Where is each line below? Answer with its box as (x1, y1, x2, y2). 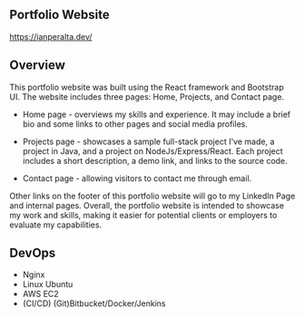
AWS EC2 (22, 289, 59, 300)
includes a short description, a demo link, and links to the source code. (22, 155, 288, 166)
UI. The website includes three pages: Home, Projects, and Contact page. (9, 91, 284, 102)
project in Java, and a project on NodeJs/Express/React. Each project (22, 145, 283, 157)
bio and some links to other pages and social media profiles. (22, 118, 248, 130)
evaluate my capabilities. (9, 219, 103, 230)
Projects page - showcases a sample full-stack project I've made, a (22, 136, 275, 147)
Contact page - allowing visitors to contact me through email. (22, 172, 252, 184)
